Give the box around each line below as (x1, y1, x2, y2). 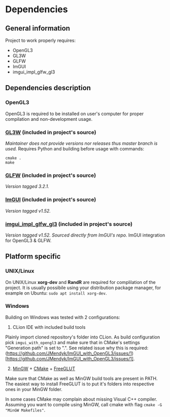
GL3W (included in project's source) (5, 128, 96, 136)
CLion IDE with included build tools (12, 324, 86, 330)
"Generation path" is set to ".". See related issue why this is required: (5, 345, 149, 351)
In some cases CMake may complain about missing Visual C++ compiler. (5, 396, 157, 402)
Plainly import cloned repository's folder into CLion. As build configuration (5, 334, 160, 340)
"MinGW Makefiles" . (5, 407, 46, 413)
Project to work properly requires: (5, 37, 76, 43)
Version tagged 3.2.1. (5, 184, 49, 190)
